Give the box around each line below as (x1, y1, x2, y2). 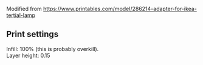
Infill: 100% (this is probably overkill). (6, 45, 99, 52)
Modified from (6, 5, 43, 12)
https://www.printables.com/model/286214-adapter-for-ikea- (43, 5, 198, 12)
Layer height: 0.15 (6, 52, 50, 59)
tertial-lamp (6, 12, 35, 19)
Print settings (6, 29, 59, 39)
